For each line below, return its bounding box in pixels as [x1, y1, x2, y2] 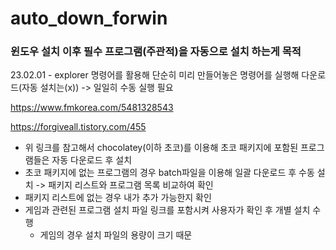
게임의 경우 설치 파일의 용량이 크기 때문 [39, 229, 193, 241]
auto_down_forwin [10, 7, 168, 30]
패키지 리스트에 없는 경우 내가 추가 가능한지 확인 [24, 192, 212, 204]
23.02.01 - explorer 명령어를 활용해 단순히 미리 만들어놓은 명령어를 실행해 [10, 69, 300, 81]
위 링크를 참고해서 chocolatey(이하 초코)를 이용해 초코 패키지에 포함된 [24, 142, 299, 154]
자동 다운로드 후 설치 [51, 154, 133, 166]
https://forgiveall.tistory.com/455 [10, 121, 147, 133]
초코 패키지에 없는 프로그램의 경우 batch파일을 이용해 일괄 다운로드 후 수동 [24, 167, 315, 179]
